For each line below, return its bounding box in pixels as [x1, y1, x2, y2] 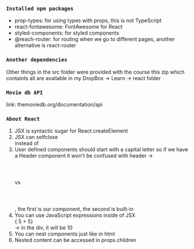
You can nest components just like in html [14, 230, 115, 237]
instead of [14, 140, 39, 147]
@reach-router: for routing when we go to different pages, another [14, 36, 175, 43]
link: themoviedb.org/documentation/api [6, 101, 103, 108]
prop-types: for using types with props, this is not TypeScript [14, 17, 162, 24]
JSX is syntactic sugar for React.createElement [14, 127, 129, 134]
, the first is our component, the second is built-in [14, 206, 134, 213]
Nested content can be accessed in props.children [14, 237, 137, 244]
